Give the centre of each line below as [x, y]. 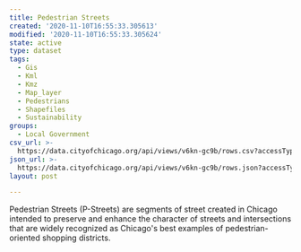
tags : [19, 59]
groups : [24, 126]
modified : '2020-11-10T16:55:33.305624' [86, 34]
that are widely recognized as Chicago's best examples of [116, 229]
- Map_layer [40, 92]
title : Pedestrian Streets [60, 17]
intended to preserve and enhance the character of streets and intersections [150, 219]
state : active [36, 43]
